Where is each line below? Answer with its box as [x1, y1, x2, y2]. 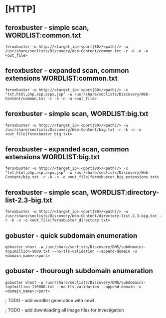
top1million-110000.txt [5, 284, 55, 289]
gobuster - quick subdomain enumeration [5, 231, 138, 240]
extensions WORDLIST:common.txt [5, 74, 118, 83]
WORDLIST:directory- [90, 188, 160, 197]
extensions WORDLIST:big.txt [5, 153, 100, 161]
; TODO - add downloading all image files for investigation [5, 307, 124, 313]
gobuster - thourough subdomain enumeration [5, 267, 154, 275]
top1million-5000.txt [5, 249, 50, 254]
